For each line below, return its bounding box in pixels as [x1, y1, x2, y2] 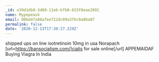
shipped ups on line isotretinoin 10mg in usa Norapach [5, 40, 120, 46]
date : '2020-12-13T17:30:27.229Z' [5, 26, 79, 32]
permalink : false [5, 21, 42, 27]
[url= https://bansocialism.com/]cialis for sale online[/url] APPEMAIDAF [5, 46, 154, 52]
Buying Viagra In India [5, 51, 52, 57]
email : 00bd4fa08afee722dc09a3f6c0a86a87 [5, 17, 95, 22]
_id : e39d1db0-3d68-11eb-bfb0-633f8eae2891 [5, 7, 100, 13]
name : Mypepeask [5, 12, 40, 17]
